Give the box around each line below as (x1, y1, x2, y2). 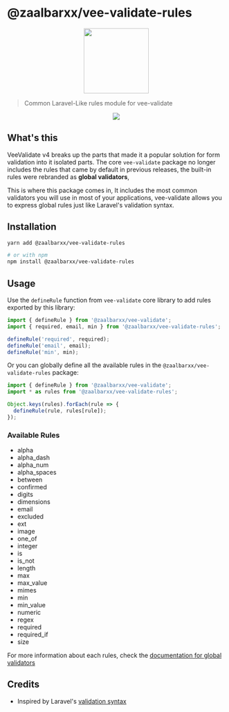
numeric (17, 609, 42, 617)
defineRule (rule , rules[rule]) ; (13, 407, 107, 414)
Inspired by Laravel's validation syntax (17, 697, 127, 705)
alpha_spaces (17, 468, 57, 477)
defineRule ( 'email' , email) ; (7, 342, 91, 349)
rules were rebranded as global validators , (7, 172, 130, 181)
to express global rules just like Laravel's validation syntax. (7, 201, 174, 209)
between (17, 475, 43, 484)
